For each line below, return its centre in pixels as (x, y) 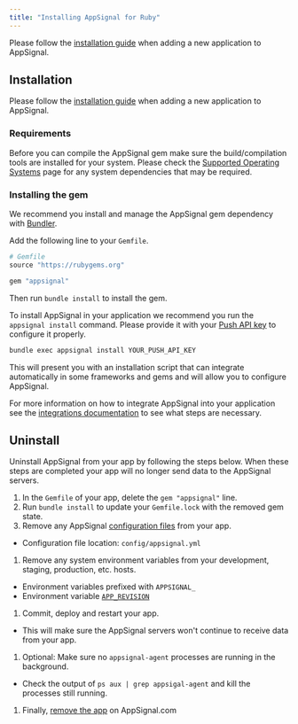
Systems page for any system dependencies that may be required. (131, 171)
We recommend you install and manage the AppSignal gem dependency (141, 214)
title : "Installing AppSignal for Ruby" (85, 17)
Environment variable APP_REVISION (86, 596)
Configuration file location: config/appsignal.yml (111, 543)
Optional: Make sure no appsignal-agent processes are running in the (149, 658)
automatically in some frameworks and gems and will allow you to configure (148, 377)
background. (45, 666)
